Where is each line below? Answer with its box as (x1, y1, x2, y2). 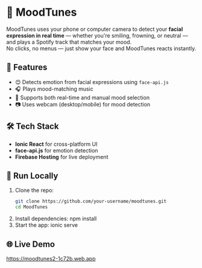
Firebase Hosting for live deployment (14, 153, 109, 160)
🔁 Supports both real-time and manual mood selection (14, 94, 150, 101)
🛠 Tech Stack (6, 121, 59, 132)
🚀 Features (6, 62, 48, 73)
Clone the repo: (14, 187, 54, 194)
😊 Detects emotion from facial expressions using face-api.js (14, 78, 169, 85)
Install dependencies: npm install (14, 215, 97, 223)
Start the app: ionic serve (14, 221, 78, 229)
